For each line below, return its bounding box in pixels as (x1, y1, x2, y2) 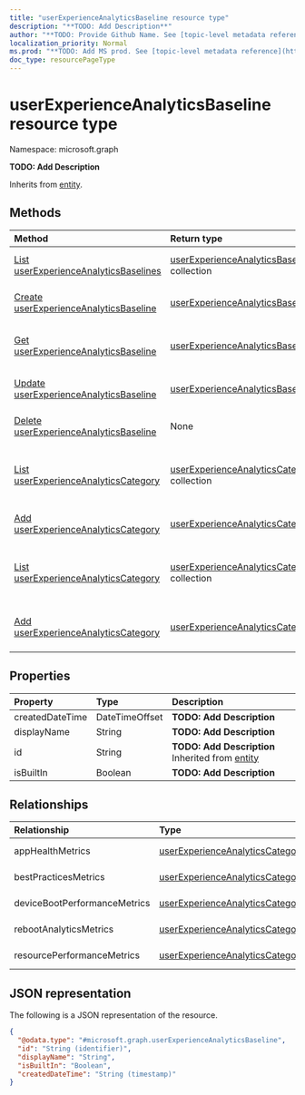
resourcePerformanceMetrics (14, 949, 141, 962)
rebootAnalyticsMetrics (14, 923, 114, 935)
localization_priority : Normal (9, 38, 128, 48)
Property (14, 695, 54, 708)
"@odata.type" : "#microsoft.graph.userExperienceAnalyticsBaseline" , (17, 1036, 286, 1045)
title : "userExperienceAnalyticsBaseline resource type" (9, 13, 230, 23)
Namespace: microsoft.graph (9, 143, 119, 154)
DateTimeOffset (95, 710, 163, 723)
